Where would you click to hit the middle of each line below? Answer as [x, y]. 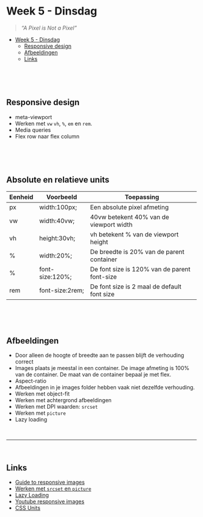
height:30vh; [57, 238]
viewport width [111, 224]
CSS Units [27, 508]
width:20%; [56, 255]
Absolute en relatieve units [58, 180]
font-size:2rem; [62, 290]
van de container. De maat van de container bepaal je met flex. [93, 375]
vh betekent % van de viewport [134, 234]
